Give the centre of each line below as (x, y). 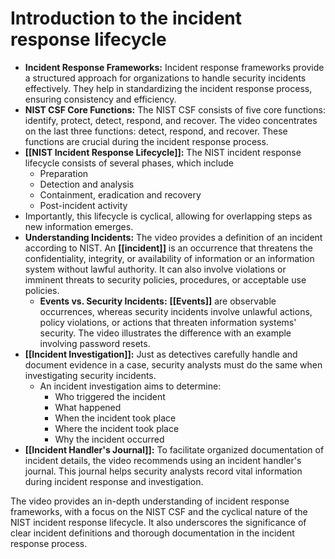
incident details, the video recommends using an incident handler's (163, 460)
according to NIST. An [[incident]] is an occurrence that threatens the (168, 248)
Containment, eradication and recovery (120, 194)
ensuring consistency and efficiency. (100, 99)
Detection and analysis (87, 184)
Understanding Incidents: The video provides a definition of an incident (173, 237)
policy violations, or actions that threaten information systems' (168, 322)
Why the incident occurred (109, 439)
